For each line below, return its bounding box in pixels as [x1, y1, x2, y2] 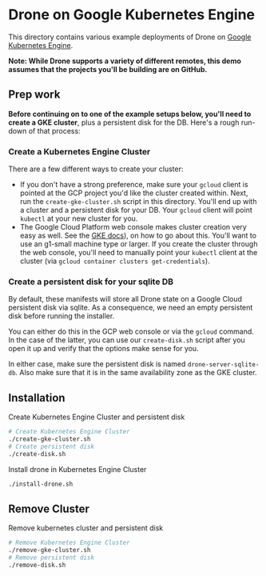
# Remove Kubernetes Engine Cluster [8, 538, 130, 547]
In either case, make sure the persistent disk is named [8, 359, 186, 369]
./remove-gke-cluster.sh [8, 546, 91, 554]
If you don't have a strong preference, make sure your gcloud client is [19, 180, 249, 190]
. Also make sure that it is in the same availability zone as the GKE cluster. [15, 368, 257, 378]
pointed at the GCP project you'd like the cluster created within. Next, [19, 188, 248, 198]
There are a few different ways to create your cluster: [8, 164, 184, 174]
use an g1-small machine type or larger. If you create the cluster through [19, 239, 258, 249]
